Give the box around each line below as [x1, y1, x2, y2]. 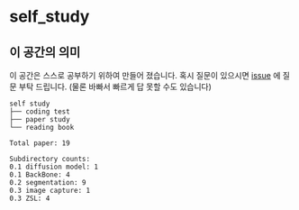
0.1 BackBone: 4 [9, 170, 70, 179]
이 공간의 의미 [9, 44, 81, 59]
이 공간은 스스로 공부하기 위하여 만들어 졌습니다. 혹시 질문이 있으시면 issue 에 [9, 70, 281, 80]
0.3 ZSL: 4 [9, 194, 50, 203]
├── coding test [9, 107, 70, 116]
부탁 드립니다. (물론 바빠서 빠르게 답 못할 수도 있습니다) [18, 81, 212, 92]
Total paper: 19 [9, 139, 70, 148]
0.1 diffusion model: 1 [9, 162, 99, 171]
